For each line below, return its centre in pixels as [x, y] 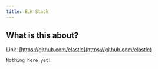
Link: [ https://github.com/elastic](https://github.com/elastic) [79, 50]
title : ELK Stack [27, 11]
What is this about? [42, 36]
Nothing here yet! [29, 60]
